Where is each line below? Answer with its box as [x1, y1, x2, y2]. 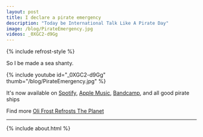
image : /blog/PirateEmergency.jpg [6, 25, 94, 32]
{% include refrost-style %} [6, 48, 75, 55]
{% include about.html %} [6, 125, 71, 132]
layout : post [6, 8, 39, 15]
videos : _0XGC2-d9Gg [6, 31, 59, 37]
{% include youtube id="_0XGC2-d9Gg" [6, 71, 106, 78]
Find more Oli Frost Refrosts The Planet [6, 107, 105, 115]
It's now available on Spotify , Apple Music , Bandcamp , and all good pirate [6, 89, 190, 97]
